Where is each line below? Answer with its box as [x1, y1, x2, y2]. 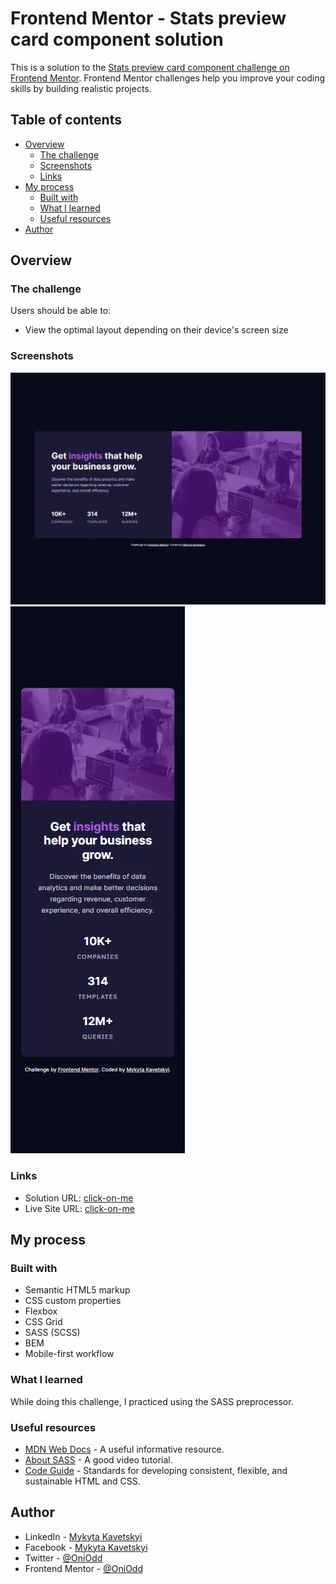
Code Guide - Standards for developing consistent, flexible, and [24, 1464, 288, 1476]
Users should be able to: [10, 305, 112, 317]
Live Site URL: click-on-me [24, 1202, 135, 1214]
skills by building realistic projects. [10, 82, 152, 94]
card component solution [10, 28, 224, 51]
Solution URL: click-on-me [24, 1192, 134, 1204]
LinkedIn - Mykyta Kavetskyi [24, 1530, 143, 1542]
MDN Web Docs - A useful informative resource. [24, 1443, 225, 1455]
